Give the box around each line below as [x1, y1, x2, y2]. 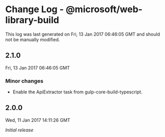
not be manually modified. [5, 37, 60, 43]
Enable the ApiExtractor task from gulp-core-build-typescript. [12, 89, 143, 95]
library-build [5, 14, 60, 26]
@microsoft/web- [65, 4, 143, 15]
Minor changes [5, 77, 44, 84]
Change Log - [5, 4, 64, 15]
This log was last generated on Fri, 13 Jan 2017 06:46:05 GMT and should [5, 31, 160, 37]
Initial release [5, 127, 34, 133]
